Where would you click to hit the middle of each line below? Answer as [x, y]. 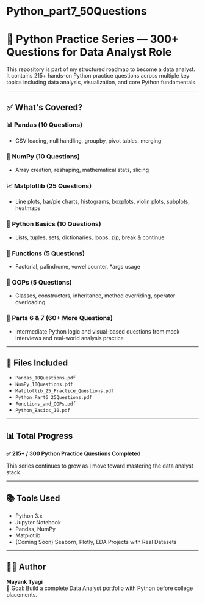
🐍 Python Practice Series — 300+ [92, 39]
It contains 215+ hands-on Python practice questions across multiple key [98, 76]
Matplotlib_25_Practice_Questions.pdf [64, 391]
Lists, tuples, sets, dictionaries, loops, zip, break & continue [90, 237]
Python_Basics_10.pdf [42, 411]
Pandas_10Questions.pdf [45, 378]
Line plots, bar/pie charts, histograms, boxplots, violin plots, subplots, [103, 202]
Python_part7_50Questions [77, 11]
